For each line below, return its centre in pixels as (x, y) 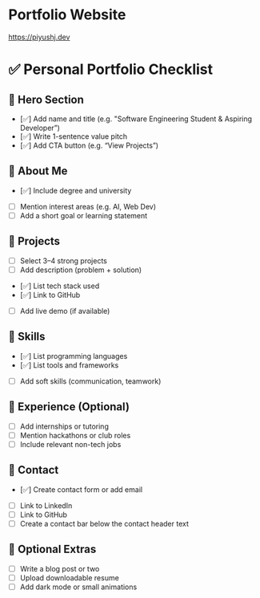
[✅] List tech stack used (60, 286)
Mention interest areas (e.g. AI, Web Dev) (88, 206)
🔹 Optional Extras (52, 549)
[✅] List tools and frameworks (69, 365)
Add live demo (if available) (65, 311)
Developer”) (40, 128)
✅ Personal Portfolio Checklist (111, 69)
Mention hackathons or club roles (75, 435)
